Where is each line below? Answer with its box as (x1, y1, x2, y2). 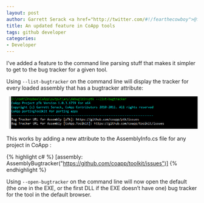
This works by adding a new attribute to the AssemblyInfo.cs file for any (6, 135, 186, 142)
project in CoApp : (6, 141, 52, 149)
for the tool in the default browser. (6, 191, 92, 198)
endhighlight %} (6, 166, 47, 173)
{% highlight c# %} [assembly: (6, 153, 83, 160)
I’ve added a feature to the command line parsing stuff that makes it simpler (6, 60, 196, 66)
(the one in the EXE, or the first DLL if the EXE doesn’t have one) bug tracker (6, 184, 197, 191)
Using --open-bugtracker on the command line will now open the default (6, 177, 187, 185)
